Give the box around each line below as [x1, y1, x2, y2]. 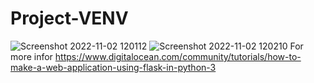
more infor [10, 50, 53, 62]
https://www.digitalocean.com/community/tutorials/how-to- [54, 50, 302, 62]
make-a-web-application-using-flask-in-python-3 [10, 61, 217, 73]
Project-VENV [10, 7, 129, 30]
